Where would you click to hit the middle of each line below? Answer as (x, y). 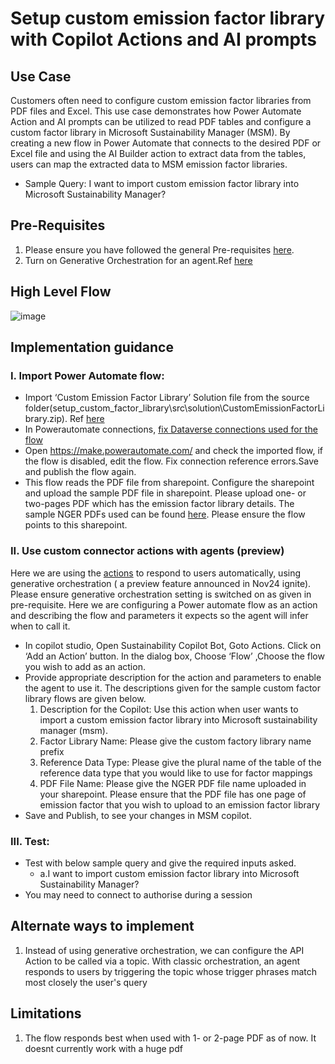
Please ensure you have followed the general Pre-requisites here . (159, 249)
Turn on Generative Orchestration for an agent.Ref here (138, 260)
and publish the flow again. (80, 472)
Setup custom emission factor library (168, 18)
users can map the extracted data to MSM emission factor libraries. (149, 164)
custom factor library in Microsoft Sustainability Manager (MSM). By (150, 132)
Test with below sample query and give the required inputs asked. (160, 863)
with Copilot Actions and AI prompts (163, 39)
